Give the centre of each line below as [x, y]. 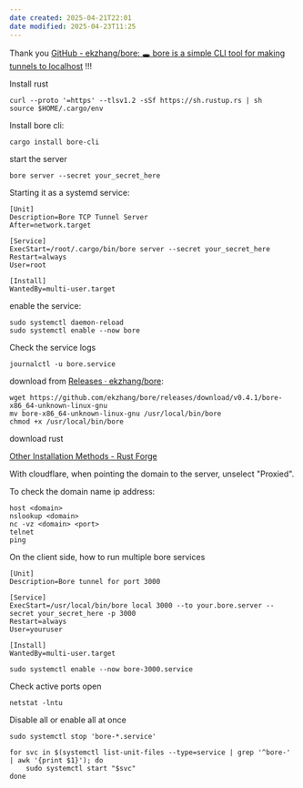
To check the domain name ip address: [82, 491]
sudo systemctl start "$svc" [81, 768]
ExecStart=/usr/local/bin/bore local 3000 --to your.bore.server [136, 605]
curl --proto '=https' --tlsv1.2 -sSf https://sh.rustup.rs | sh [136, 100]
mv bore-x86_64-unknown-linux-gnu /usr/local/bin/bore [116, 414]
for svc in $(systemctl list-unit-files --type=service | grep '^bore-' [150, 752]
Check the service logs [53, 347]
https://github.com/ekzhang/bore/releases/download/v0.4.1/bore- [156, 397]
